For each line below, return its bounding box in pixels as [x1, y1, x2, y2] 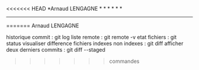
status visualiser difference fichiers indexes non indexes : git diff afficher [6, 40, 184, 47]
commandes [109, 58, 140, 65]
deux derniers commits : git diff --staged [6, 46, 105, 53]
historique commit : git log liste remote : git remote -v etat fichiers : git [6, 34, 177, 40]
